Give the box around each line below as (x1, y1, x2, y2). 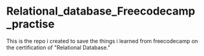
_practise (6, 17, 55, 31)
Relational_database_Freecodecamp (6, 4, 195, 18)
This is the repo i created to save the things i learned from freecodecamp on (6, 37, 199, 44)
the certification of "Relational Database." (6, 44, 111, 51)
